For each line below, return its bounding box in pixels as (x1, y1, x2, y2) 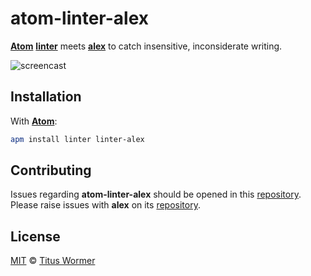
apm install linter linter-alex (10, 134, 145, 144)
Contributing (10, 162, 92, 179)
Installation (10, 88, 82, 106)
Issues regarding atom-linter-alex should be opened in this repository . (10, 188, 302, 201)
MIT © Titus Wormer (10, 255, 96, 267)
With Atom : (10, 115, 58, 127)
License (10, 228, 61, 245)
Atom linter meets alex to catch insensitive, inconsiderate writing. (10, 40, 283, 52)
